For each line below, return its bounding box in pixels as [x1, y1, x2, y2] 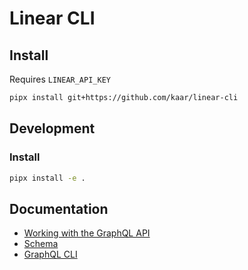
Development [9, 120, 96, 137]
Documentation [9, 200, 109, 217]
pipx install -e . [9, 173, 86, 183]
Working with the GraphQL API [23, 227, 151, 239]
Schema [23, 238, 59, 250]
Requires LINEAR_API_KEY [9, 73, 111, 85]
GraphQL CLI [23, 248, 78, 261]
